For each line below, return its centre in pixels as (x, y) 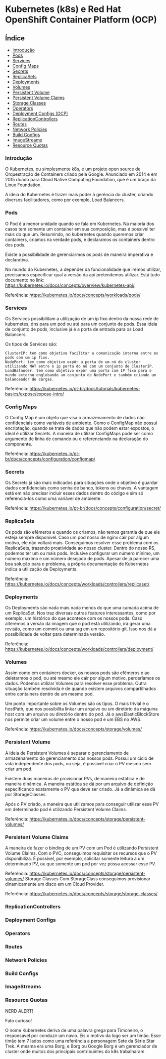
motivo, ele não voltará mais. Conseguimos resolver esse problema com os (82, 542)
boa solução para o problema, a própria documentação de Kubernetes (77, 564)
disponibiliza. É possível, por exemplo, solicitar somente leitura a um (75, 858)
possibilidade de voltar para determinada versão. (55, 634)
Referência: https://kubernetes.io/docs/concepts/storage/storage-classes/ (81, 893)
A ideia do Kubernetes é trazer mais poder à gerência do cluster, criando (79, 195)
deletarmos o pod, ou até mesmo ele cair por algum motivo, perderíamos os (83, 678)
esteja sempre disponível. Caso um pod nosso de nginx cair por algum (77, 537)
